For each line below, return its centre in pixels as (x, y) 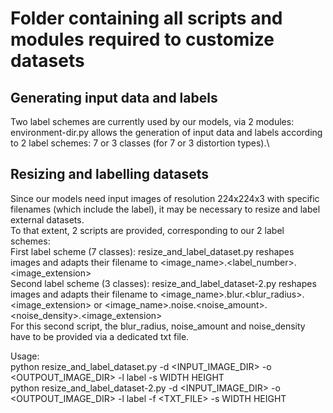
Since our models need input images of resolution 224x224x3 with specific (165, 198)
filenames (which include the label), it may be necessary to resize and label (165, 209)
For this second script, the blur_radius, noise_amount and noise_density (158, 326)
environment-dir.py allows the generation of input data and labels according (166, 132)
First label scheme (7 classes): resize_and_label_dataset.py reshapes (152, 251)
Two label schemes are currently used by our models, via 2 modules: (152, 121)
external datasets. (47, 219)
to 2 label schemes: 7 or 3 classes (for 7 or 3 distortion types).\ (140, 143)
